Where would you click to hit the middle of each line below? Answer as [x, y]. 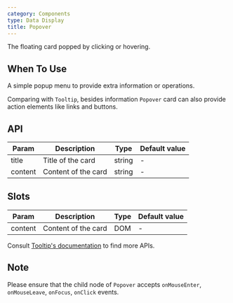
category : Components [39, 14]
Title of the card [69, 160]
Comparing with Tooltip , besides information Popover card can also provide [116, 100]
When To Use [37, 68]
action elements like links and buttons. [62, 107]
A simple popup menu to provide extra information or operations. [101, 86]
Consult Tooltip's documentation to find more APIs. [81, 245]
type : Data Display [36, 20]
